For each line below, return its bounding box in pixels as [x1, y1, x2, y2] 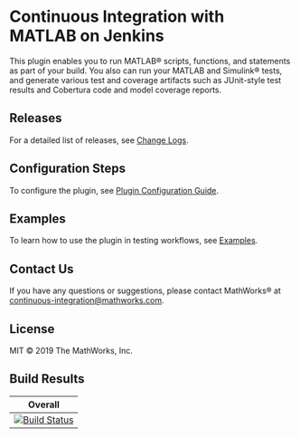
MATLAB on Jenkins [9, 25, 164, 46]
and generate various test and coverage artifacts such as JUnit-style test [9, 74, 282, 85]
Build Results [9, 371, 85, 386]
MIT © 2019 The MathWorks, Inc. [9, 346, 133, 356]
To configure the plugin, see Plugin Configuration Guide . [9, 185, 220, 195]
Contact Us [9, 261, 74, 277]
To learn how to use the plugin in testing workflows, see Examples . [9, 235, 258, 246]
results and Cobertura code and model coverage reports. [9, 84, 222, 95]
